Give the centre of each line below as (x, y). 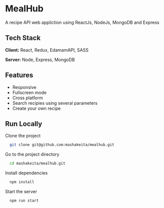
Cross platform (28, 98)
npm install (22, 182)
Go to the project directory (32, 154)
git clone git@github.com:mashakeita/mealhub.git (62, 145)
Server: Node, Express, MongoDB (40, 60)
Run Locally (24, 124)
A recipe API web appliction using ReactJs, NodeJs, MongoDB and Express (82, 22)
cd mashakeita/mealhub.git (38, 164)
